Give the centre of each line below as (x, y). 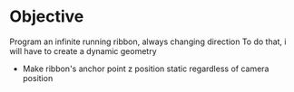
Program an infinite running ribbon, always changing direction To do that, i (148, 41)
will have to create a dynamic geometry (83, 51)
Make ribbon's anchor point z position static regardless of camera (146, 69)
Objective (47, 17)
